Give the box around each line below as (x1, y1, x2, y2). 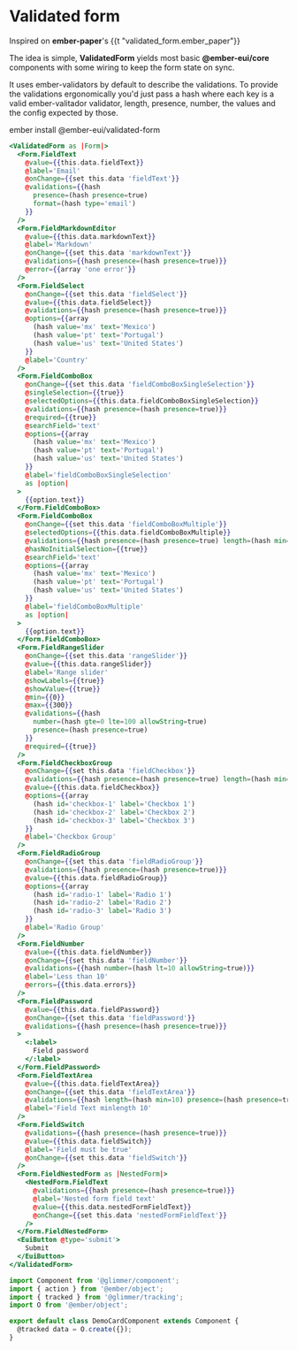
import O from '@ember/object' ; (9, 1300, 128, 1310)
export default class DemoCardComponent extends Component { (9, 1316, 240, 1326)
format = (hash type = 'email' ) (32, 199, 137, 209)
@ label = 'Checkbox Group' (25, 832, 117, 841)
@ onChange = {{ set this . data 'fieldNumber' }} (25, 955, 188, 965)
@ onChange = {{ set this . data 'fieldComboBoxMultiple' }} (25, 520, 227, 529)
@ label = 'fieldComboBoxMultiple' (25, 602, 144, 611)
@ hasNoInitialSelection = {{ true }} (25, 544, 148, 554)
